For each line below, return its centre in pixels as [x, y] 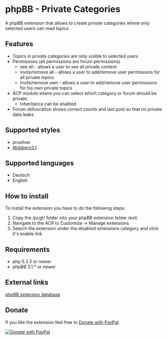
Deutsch [21, 175]
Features [19, 44]
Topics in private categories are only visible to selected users [75, 56]
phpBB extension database [33, 294]
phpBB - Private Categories [63, 9]
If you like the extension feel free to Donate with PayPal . [63, 322]
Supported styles [33, 130]
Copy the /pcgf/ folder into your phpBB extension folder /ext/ [75, 218]
